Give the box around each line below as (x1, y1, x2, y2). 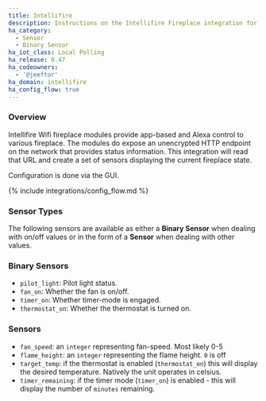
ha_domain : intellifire (8, 78, 87, 86)
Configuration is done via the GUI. (8, 170, 119, 179)
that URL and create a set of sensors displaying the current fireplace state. (8, 155, 253, 164)
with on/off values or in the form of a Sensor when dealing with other (8, 232, 235, 241)
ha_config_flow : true (8, 85, 80, 94)
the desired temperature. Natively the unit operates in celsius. (19, 367, 222, 376)
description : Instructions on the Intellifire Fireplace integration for (8, 19, 258, 27)
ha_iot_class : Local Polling (8, 48, 105, 56)
